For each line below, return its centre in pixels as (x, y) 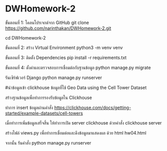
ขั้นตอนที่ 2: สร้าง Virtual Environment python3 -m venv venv (64, 47)
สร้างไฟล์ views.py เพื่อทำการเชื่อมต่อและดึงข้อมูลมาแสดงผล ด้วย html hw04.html (76, 132)
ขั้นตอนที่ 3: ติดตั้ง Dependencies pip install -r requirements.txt (66, 57)
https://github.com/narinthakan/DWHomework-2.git (58, 28)
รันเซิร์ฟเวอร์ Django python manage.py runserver (54, 77)
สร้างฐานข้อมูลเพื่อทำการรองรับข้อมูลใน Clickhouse (49, 97)
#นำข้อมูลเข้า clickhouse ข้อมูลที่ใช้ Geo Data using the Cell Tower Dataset (76, 87)
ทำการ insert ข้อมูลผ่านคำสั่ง (29, 107)
